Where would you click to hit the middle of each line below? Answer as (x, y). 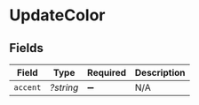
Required (107, 73)
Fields (27, 48)
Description (160, 73)
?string (64, 87)
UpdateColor (57, 15)
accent (28, 88)
